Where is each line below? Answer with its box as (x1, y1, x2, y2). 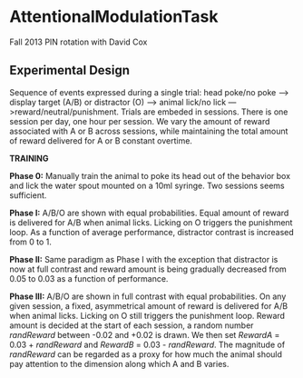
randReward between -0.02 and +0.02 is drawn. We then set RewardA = (9, 329, 280, 340)
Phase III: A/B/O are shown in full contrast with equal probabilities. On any (9, 291, 287, 302)
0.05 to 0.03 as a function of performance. (9, 273, 169, 283)
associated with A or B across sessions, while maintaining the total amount (9, 125, 288, 136)
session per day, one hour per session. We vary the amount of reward (9, 115, 270, 126)
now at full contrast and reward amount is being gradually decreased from (9, 264, 288, 274)
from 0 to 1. (9, 236, 53, 247)
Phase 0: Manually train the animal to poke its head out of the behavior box (9, 170, 291, 181)
